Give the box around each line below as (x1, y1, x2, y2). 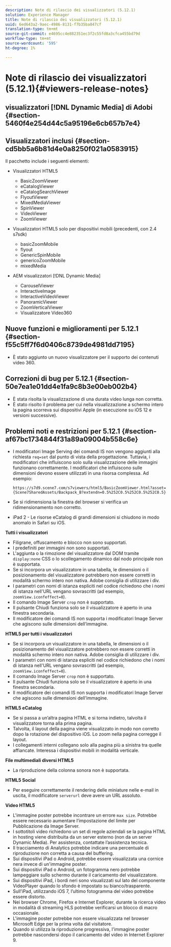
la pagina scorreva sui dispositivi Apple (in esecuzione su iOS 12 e (12, 407, 152, 413)
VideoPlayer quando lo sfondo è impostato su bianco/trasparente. (12, 883, 152, 889)
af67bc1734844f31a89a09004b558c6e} (5, 435, 139, 444)
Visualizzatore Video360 (20, 310, 72, 316)
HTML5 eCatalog (5, 705, 42, 711)
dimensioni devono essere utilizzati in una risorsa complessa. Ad (12, 470, 149, 476)
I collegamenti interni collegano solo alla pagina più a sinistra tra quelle (12, 742, 162, 748)
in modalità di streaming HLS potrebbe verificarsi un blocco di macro (12, 905, 158, 911)
